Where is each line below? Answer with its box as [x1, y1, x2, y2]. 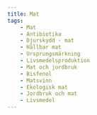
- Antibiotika [20, 30, 62, 38]
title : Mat [7, 10, 40, 18]
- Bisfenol [20, 70, 52, 77]
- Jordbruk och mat [20, 90, 78, 97]
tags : [7, 17, 23, 24]
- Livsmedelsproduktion [20, 57, 91, 64]
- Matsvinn [20, 76, 52, 84]
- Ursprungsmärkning [20, 51, 81, 58]
